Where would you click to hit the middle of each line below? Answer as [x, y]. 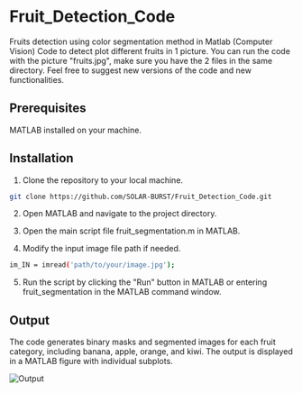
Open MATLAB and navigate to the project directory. [119, 214]
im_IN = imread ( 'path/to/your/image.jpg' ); [92, 265]
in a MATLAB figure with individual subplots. [91, 361]
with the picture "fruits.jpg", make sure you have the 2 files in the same [141, 60]
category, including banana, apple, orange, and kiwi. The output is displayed [151, 352]
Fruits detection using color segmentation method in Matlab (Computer [141, 41]
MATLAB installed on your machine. [76, 130]
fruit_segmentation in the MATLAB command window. [122, 292]
